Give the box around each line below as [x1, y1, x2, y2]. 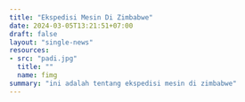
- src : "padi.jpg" [9, 54, 78, 63]
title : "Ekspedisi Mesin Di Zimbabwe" [9, 12, 153, 22]
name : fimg [17, 71, 58, 80]
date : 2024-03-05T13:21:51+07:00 [9, 21, 134, 30]
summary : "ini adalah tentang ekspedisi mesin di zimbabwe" [9, 79, 238, 88]
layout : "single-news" [9, 37, 94, 47]
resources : [9, 46, 50, 55]
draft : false [9, 29, 58, 38]
